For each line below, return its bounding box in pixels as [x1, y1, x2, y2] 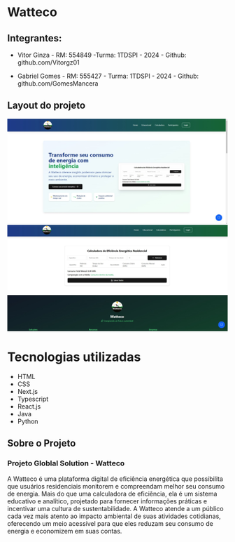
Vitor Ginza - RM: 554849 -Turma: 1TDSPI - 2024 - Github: [17, 51, 187, 59]
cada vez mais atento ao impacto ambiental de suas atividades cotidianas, [7, 512, 222, 520]
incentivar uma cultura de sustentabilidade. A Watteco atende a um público [7, 504, 224, 513]
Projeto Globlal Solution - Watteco [7, 458, 125, 468]
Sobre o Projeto [7, 437, 76, 449]
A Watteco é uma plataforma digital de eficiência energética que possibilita [7, 475, 224, 483]
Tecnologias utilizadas [7, 349, 141, 365]
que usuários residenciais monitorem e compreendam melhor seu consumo [7, 482, 225, 490]
